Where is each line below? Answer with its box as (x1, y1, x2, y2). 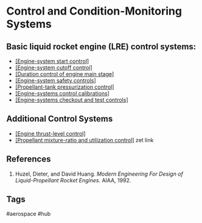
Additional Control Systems (6, 114, 113, 124)
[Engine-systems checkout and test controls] (15, 96, 128, 103)
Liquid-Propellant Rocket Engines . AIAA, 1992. (15, 176, 131, 184)
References (6, 154, 51, 165)
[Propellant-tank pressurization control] (15, 83, 114, 91)
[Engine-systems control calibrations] (15, 90, 110, 97)
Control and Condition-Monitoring (6, 4, 183, 18)
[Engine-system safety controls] (15, 77, 96, 84)
